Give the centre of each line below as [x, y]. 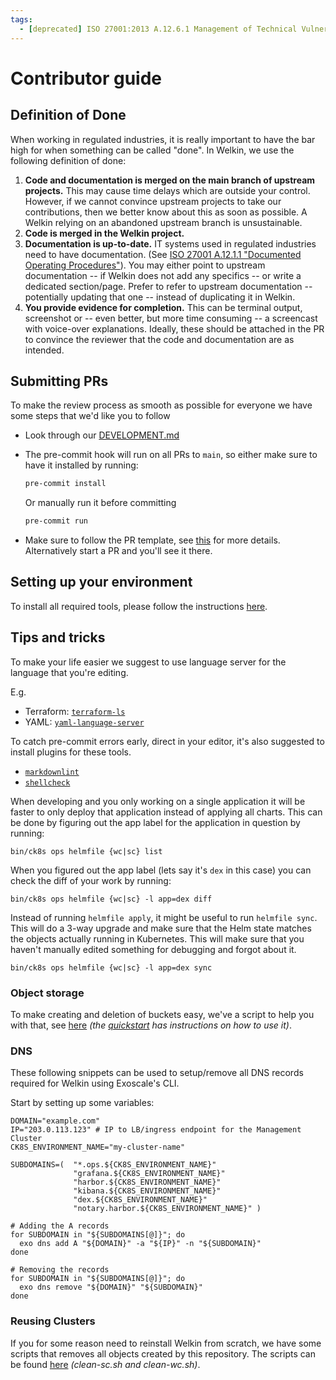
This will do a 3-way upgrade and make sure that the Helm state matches [161, 928]
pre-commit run [56, 521]
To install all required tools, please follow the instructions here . [139, 606]
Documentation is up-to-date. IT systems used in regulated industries [170, 243]
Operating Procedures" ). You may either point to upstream [145, 265]
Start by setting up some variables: [82, 1103]
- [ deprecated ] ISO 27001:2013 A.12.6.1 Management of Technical [158, 29]
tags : [21, 19]
